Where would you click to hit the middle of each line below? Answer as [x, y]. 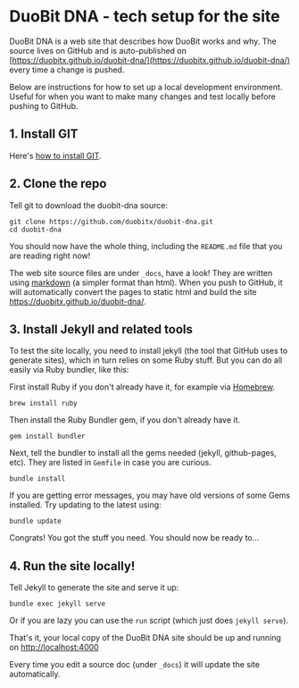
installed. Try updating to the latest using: [86, 505]
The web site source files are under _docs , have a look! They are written [141, 273]
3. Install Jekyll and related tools [101, 329]
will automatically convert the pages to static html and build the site [133, 291]
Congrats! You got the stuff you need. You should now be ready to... [134, 538]
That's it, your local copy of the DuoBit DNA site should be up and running [145, 638]
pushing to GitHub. [44, 105]
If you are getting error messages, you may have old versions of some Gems [150, 495]
